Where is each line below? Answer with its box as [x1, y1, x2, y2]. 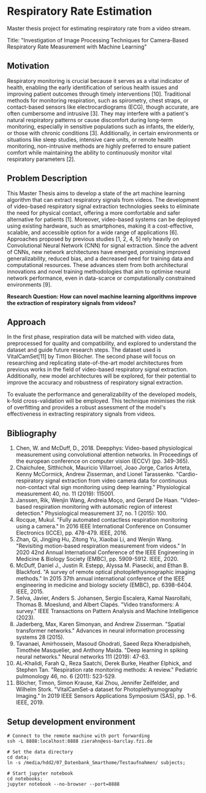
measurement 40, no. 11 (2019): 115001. [15, 490, 115, 498]
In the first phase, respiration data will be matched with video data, [7, 333, 175, 341]
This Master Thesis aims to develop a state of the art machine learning [7, 189, 185, 197]
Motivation [7, 61, 50, 71]
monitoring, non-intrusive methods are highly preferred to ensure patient [7, 142, 191, 150]
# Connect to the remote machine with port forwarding [7, 733, 150, 739]
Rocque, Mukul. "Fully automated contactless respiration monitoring [15, 516, 188, 524]
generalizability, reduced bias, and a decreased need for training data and [7, 255, 194, 262]
